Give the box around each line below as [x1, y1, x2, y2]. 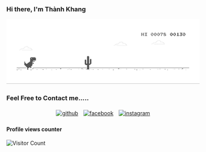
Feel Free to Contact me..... [6, 94, 89, 102]
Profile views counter [6, 126, 63, 133]
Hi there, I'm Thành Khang [6, 5, 86, 13]
